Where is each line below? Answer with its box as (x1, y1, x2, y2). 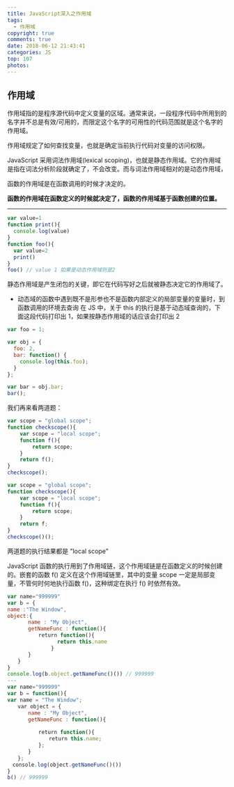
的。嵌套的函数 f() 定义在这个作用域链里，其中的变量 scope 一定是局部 (7, 570, 210, 578)
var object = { (17, 703, 62, 710)
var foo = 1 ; (7, 326, 45, 333)
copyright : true (7, 29, 54, 37)
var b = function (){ (7, 690, 68, 697)
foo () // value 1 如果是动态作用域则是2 (7, 267, 116, 273)
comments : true (7, 36, 52, 43)
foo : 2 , (13, 345, 36, 352)
